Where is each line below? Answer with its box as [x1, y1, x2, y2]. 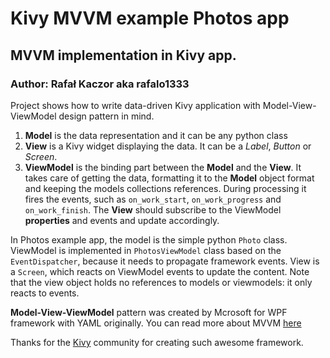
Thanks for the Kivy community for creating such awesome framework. [10, 336, 304, 348]
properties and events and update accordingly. [24, 214, 220, 226]
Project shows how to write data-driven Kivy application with [10, 99, 261, 111]
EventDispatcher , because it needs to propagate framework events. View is [10, 255, 320, 267]
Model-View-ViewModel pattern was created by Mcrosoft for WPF [10, 306, 288, 318]
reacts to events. [10, 287, 80, 299]
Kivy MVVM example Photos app [10, 7, 290, 30]
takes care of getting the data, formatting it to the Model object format [24, 172, 315, 184]
